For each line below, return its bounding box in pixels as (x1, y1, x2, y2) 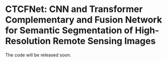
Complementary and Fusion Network (5, 14, 162, 25)
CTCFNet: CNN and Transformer (5, 3, 143, 15)
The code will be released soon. (5, 51, 72, 58)
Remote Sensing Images (52, 35, 156, 47)
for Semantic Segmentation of (5, 25, 133, 36)
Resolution (5, 35, 51, 47)
